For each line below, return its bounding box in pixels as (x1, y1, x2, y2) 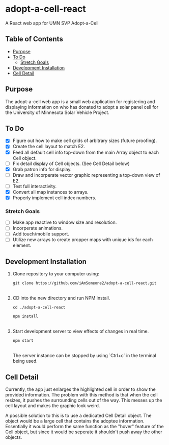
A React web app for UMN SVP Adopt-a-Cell (5, 20, 99, 26)
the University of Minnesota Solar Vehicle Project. (5, 109, 109, 115)
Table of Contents (5, 35, 64, 43)
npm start (12, 338, 34, 343)
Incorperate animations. (12, 225, 63, 231)
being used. (12, 358, 38, 364)
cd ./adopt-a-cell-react (12, 305, 66, 310)
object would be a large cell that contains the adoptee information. (5, 418, 145, 424)
